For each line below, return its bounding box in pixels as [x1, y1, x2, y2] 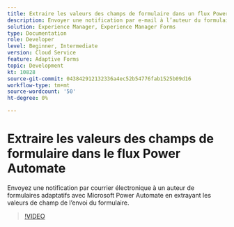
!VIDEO [24, 212, 45, 220]
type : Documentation [7, 29, 68, 37]
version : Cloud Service [7, 50, 77, 57]
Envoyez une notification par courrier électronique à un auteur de [7, 183, 195, 192]
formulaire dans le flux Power [7, 146, 181, 161]
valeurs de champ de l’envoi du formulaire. [7, 198, 130, 207]
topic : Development [7, 62, 64, 69]
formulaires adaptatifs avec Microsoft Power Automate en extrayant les [7, 191, 211, 199]
